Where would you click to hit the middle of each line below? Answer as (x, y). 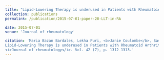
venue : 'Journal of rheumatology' (40, 32)
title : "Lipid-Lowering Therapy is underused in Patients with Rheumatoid (83, 10)
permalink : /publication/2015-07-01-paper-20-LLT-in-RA (63, 19)
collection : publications (31, 14)
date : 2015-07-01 (23, 27)
